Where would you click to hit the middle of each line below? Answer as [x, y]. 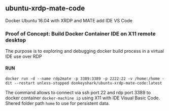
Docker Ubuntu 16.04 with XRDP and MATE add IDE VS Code [69, 20]
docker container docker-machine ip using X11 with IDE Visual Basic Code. [83, 98]
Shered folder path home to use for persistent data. [58, 103]
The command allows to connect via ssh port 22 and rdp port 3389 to [78, 93]
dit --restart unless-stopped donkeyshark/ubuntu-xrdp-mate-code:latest [84, 83]
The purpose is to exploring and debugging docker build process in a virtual [84, 51]
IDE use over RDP [24, 57]
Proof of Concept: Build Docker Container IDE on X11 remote [80, 33]
